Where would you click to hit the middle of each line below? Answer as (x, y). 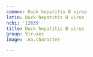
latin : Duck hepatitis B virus (45, 17)
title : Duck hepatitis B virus (45, 28)
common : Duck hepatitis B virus (46, 12)
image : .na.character (33, 40)
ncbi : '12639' (24, 23)
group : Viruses (25, 34)
